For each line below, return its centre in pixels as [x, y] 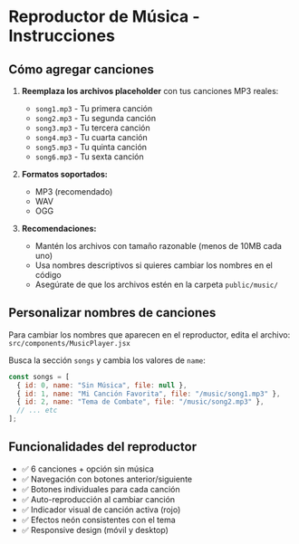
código [48, 275]
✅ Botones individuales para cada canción [101, 489]
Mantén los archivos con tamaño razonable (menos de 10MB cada [159, 246]
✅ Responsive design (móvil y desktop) [95, 530]
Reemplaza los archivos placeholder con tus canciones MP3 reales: [150, 91]
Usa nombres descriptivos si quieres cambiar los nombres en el [154, 265]
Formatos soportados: [64, 174]
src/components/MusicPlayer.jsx [69, 343]
